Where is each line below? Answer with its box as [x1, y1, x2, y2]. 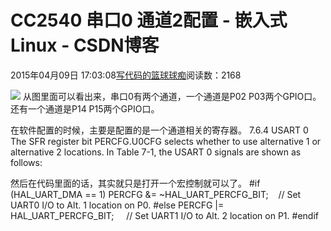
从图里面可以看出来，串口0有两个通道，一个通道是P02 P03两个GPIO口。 [22, 90, 322, 102]
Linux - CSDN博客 [10, 34, 160, 57]
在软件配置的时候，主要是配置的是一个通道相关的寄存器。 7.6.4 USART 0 [10, 124, 309, 136]
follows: [10, 156, 43, 168]
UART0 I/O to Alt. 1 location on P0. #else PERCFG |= [10, 199, 225, 211]
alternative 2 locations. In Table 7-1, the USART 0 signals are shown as [10, 146, 302, 158]
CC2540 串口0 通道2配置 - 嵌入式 [10, 9, 288, 32]
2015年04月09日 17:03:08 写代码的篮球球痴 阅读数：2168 [10, 69, 242, 81]
